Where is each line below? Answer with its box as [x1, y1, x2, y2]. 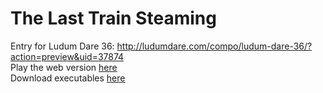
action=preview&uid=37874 [10, 50, 125, 62]
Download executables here [10, 72, 126, 84]
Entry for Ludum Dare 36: [10, 40, 115, 52]
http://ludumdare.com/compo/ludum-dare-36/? [116, 40, 313, 52]
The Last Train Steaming [10, 7, 217, 30]
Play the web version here [10, 61, 118, 73]
